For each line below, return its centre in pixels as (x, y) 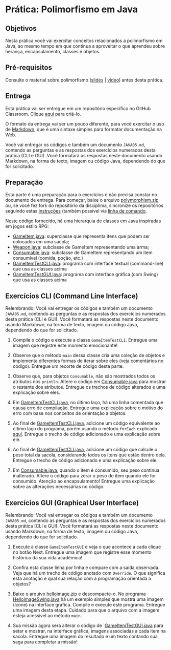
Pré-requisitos (29, 68)
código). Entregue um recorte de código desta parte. (68, 366)
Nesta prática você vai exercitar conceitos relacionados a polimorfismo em (84, 40)
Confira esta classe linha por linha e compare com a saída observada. (86, 568)
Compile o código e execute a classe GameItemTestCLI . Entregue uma (85, 340)
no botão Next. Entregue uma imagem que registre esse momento (82, 552)
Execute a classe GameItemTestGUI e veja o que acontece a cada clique (87, 547)
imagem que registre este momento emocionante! (65, 345)
